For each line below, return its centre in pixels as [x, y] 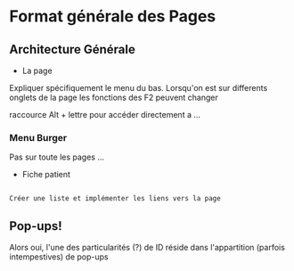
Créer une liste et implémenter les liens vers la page [115, 199]
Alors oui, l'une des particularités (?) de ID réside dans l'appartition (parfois [147, 248]
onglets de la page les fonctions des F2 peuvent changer [114, 97]
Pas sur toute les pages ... [57, 157]
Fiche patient [46, 175]
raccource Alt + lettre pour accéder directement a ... [105, 115]
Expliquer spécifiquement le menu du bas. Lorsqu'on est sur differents [139, 88]
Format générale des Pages [113, 16]
